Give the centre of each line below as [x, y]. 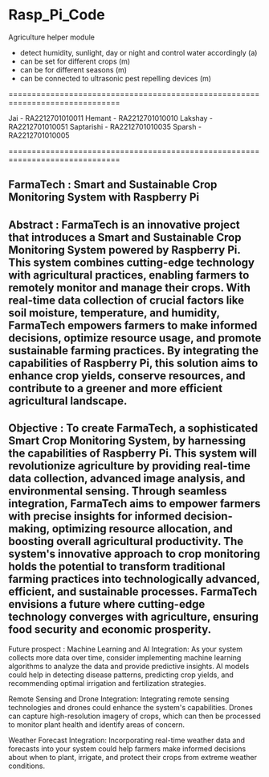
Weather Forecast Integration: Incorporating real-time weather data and [126, 740]
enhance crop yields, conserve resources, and [127, 376]
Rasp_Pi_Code [57, 15]
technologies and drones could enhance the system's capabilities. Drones [130, 707]
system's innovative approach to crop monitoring [134, 554]
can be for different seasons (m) [73, 69]
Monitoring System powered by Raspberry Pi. [124, 250]
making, [29, 529]
